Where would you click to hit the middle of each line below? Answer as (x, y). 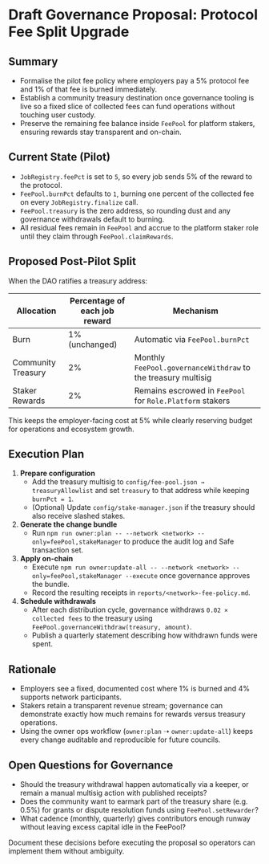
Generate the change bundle (68, 524)
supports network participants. (71, 697)
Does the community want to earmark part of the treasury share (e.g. (134, 801)
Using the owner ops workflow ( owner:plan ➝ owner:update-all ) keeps (137, 732)
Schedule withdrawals (58, 601)
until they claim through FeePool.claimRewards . (96, 236)
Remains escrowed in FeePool (190, 390)
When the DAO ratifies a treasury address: (78, 281)
